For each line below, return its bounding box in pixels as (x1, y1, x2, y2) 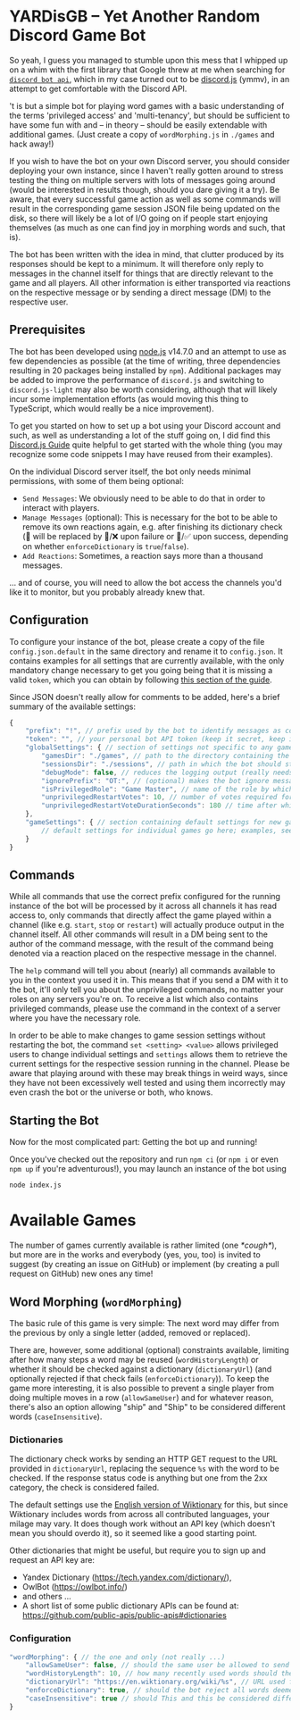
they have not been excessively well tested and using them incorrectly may (9, 1078, 286, 1089)
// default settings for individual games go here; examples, (41, 826, 278, 835)
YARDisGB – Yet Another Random (9, 6, 261, 27)
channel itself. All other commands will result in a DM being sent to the (9, 929, 268, 939)
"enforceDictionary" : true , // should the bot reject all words (25, 1686, 270, 1695)
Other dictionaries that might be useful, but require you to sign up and (9, 1545, 266, 1556)
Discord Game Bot (9, 25, 146, 46)
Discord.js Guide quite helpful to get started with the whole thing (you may (9, 439, 283, 450)
